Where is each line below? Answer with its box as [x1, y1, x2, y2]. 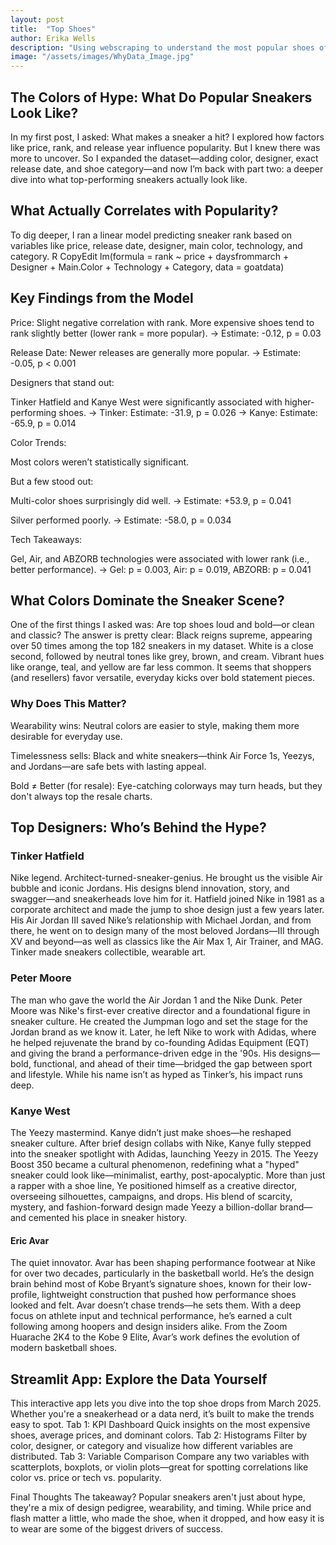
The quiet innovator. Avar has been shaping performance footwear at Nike [10, 1257, 316, 1269]
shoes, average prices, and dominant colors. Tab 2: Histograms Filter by [10, 1429, 308, 1441]
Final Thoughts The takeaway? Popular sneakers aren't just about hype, [10, 1491, 306, 1503]
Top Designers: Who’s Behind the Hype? [10, 819, 267, 836]
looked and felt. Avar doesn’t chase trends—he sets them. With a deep [10, 1299, 302, 1311]
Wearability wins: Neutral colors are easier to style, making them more [10, 719, 300, 731]
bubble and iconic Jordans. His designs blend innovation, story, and [10, 882, 290, 895]
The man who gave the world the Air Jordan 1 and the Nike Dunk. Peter [10, 994, 303, 1006]
